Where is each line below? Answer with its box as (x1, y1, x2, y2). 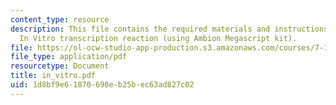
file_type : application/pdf (10, 52, 128, 62)
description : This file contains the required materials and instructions (10, 24, 329, 34)
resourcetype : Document (10, 61, 110, 71)
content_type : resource (10, 14, 110, 25)
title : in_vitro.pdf (10, 71, 97, 81)
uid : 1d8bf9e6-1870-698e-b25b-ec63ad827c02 (10, 80, 195, 90)
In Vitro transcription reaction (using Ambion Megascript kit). (19, 33, 298, 43)
